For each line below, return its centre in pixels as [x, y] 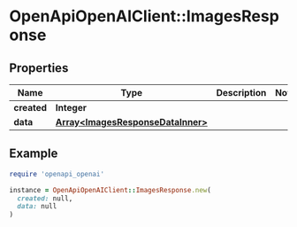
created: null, [45, 198]
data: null [37, 207]
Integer [71, 108]
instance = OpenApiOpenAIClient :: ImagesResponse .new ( [110, 190]
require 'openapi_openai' [57, 174]
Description [241, 93]
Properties [39, 68]
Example [34, 154]
